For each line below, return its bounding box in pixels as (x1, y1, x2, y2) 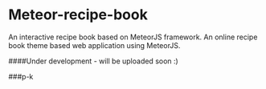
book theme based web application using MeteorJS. (8, 40, 181, 50)
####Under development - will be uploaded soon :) (8, 56, 178, 66)
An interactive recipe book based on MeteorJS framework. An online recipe (8, 32, 258, 42)
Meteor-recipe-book (8, 6, 149, 24)
